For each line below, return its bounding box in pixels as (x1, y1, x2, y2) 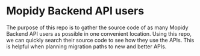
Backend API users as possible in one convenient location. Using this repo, (6, 30, 192, 37)
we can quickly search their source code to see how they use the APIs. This (6, 36, 195, 43)
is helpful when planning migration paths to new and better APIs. (6, 43, 167, 50)
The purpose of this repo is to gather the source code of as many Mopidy (6, 24, 189, 31)
